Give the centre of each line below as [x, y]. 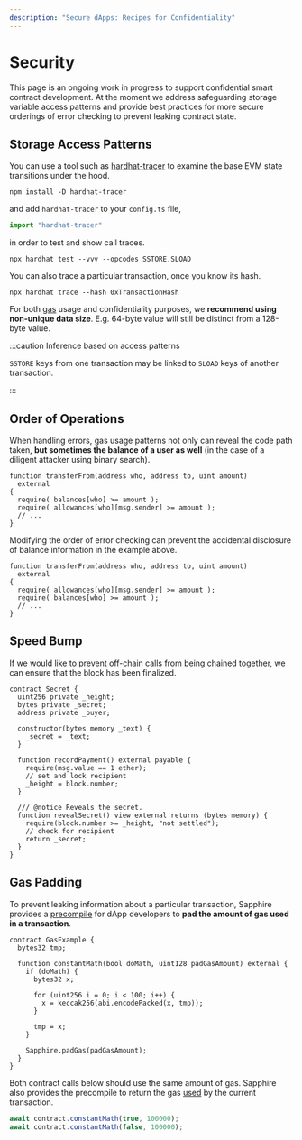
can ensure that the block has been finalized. [93, 672]
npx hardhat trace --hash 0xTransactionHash [94, 293]
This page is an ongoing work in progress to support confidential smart [141, 87]
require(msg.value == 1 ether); [86, 768]
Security [42, 62]
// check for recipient [70, 831]
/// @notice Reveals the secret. [80, 807]
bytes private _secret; [62, 704]
